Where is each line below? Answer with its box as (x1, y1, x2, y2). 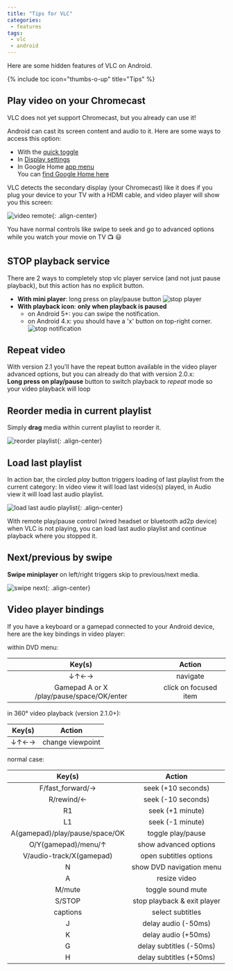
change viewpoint (42, 737, 101, 747)
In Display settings (17, 155, 71, 163)
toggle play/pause (147, 828, 206, 838)
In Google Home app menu (17, 162, 95, 171)
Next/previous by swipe (7, 552, 113, 564)
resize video (156, 873, 197, 883)
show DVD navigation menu (131, 862, 222, 872)
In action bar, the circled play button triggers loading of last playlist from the (7, 475, 225, 484)
